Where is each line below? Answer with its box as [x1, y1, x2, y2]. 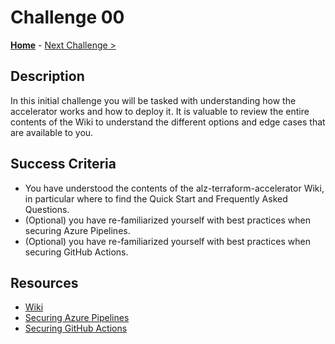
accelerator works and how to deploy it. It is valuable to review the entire [10, 105, 310, 117]
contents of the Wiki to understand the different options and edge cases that [10, 116, 326, 128]
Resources [10, 274, 79, 291]
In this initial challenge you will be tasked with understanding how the [10, 94, 297, 106]
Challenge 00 [10, 6, 125, 29]
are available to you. [10, 126, 94, 138]
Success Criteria [10, 156, 117, 173]
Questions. [24, 203, 70, 215]
